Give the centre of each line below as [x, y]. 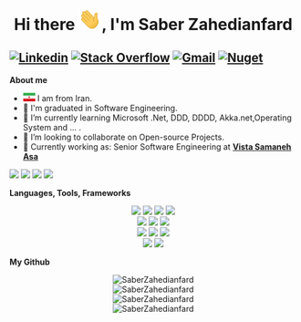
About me [29, 79]
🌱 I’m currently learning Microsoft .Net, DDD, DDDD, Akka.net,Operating [157, 118]
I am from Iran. [65, 98]
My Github [30, 262]
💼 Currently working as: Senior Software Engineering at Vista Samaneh [157, 146]
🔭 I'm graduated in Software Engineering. [100, 108]
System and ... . [52, 127]
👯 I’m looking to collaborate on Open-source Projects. [124, 137]
